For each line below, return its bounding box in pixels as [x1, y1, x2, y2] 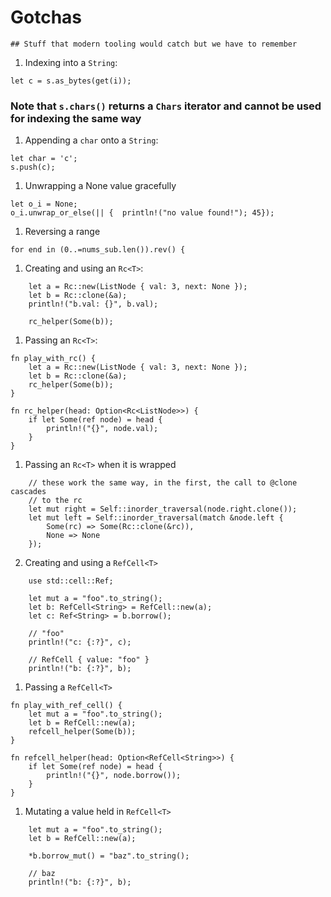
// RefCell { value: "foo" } [28, 655, 150, 665]
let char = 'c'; [10, 154, 78, 164]
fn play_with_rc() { [10, 354, 97, 364]
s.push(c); [10, 162, 56, 173]
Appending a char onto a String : [24, 134, 159, 146]
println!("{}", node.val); [46, 424, 159, 434]
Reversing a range [24, 226, 101, 238]
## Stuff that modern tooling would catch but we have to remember [10, 39, 298, 49]
